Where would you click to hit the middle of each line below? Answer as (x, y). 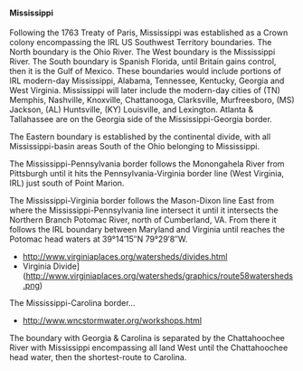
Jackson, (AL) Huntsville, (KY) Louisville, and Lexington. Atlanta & (132, 109)
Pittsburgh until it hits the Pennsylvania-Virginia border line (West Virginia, (147, 174)
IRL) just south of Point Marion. (67, 183)
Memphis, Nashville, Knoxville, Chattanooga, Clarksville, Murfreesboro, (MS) (152, 100)
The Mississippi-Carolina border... (72, 303)
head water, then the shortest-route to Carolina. (98, 357)
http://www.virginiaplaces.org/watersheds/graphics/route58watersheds (160, 276)
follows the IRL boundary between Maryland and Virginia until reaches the (147, 230)
